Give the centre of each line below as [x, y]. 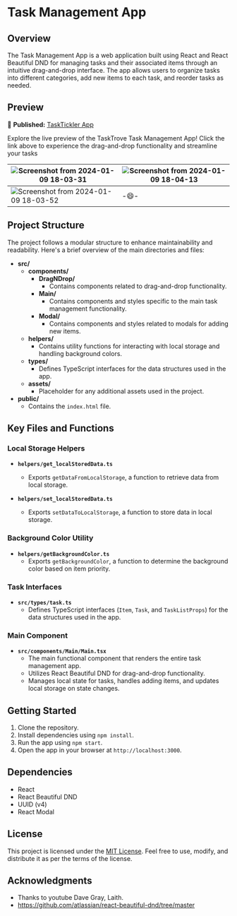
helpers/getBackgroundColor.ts [63, 554]
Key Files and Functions [61, 428]
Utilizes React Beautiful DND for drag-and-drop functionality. [117, 673]
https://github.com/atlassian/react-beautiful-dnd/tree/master [106, 905]
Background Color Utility [50, 538]
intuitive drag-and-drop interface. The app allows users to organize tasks [114, 70]
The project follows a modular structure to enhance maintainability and [110, 242]
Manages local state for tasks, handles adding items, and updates [123, 681]
